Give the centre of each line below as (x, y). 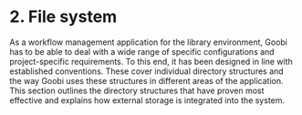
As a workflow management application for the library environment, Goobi (148, 42)
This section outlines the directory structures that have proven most (137, 90)
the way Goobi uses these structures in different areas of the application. (147, 80)
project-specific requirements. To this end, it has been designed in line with (151, 61)
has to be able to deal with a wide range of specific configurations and (142, 51)
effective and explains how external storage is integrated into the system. (147, 100)
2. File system (63, 17)
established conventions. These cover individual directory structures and (147, 71)
